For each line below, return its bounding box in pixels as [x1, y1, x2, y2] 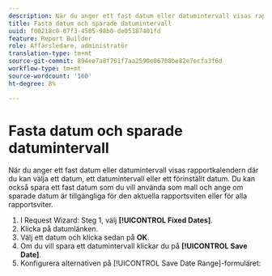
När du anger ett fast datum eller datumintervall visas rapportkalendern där [8, 165, 259, 175]
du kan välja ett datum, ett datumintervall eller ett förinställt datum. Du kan [8, 174, 256, 184]
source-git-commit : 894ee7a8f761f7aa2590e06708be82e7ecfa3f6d [8, 57, 223, 66]
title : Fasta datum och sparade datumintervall [8, 19, 172, 28]
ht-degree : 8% [8, 79, 57, 87]
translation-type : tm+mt [8, 49, 92, 57]
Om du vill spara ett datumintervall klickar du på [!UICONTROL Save [19, 241, 249, 251]
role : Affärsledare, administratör [8, 42, 129, 50]
